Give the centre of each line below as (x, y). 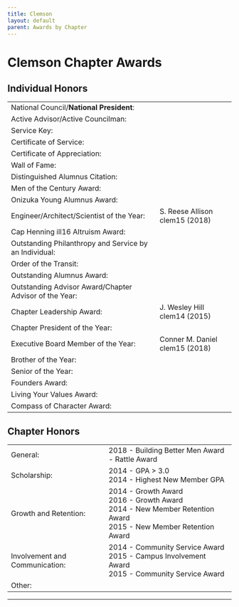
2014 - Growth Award (146, 491)
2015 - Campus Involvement (157, 557)
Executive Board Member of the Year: (74, 344)
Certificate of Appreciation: (56, 154)
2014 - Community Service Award (166, 547)
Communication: (38, 565)
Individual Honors (48, 88)
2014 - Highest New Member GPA (166, 480)
